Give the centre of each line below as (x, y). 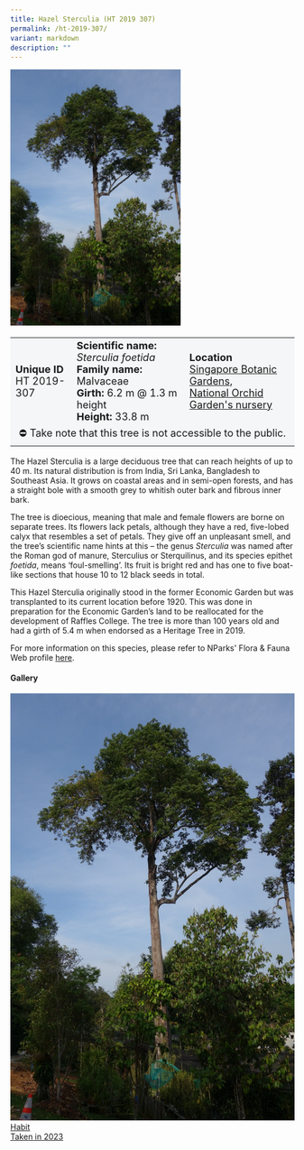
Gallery (24, 678)
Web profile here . (42, 657)
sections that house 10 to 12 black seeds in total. (115, 574)
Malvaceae (103, 381)
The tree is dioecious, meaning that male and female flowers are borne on (147, 517)
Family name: (109, 369)
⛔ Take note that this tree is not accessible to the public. (152, 433)
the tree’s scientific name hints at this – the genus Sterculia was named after (152, 545)
